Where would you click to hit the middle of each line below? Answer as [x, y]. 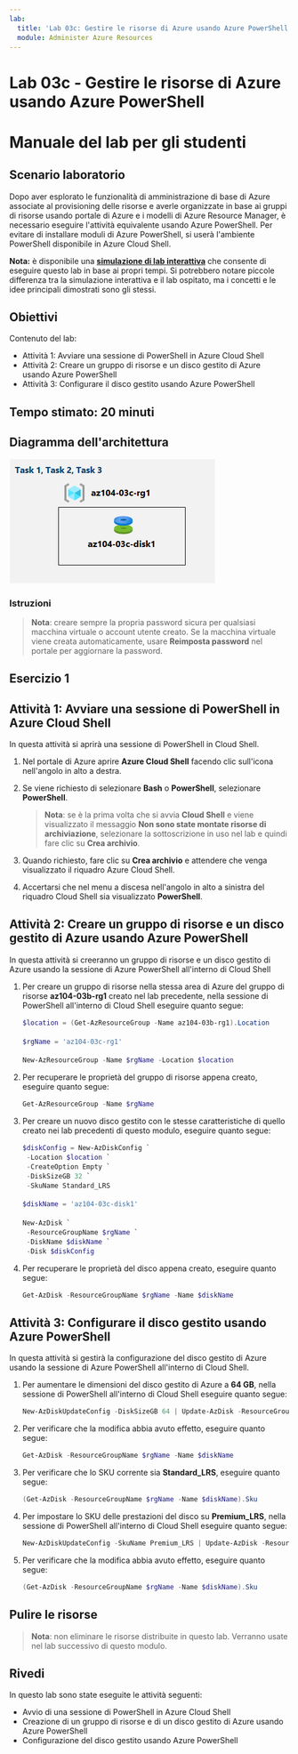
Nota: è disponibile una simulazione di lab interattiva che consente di [138, 261]
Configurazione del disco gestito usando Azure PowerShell [130, 1741]
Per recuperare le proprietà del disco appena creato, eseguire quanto [149, 1268]
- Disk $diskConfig [60, 1251]
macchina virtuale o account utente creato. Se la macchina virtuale [153, 632]
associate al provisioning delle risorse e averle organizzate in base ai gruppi [148, 205]
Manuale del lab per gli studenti [128, 142]
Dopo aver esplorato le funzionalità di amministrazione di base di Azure [140, 197]
